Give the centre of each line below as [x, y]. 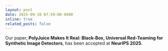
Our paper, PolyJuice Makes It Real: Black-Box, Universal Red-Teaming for [84, 38]
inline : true [19, 19]
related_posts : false [28, 24]
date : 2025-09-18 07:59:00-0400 [39, 14]
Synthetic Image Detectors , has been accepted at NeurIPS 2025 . [74, 43]
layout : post [19, 10]
